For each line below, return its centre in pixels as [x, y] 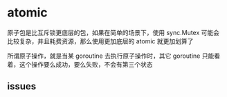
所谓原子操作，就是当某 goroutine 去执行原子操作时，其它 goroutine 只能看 [113, 56]
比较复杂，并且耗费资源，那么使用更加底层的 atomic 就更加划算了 [100, 41]
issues [22, 86]
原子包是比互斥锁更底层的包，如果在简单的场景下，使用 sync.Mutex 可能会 [113, 32]
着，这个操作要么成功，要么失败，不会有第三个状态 [80, 64]
